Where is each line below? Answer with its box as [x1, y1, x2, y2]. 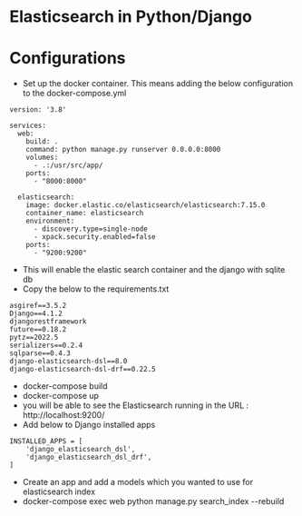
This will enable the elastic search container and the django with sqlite [22, 264, 286, 275]
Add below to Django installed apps [22, 420, 156, 431]
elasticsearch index [22, 486, 96, 497]
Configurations [9, 48, 126, 69]
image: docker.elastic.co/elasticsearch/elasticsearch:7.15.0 [25, 201, 266, 210]
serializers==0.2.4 [9, 341, 83, 351]
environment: [25, 216, 75, 226]
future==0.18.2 [9, 325, 67, 334]
